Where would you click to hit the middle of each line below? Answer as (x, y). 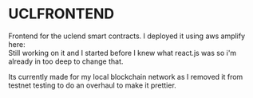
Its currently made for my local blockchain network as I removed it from (126, 76)
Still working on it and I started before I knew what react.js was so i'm (123, 53)
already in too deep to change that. (66, 61)
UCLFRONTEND (61, 14)
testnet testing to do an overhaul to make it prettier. (93, 85)
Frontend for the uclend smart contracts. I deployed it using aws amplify (127, 36)
